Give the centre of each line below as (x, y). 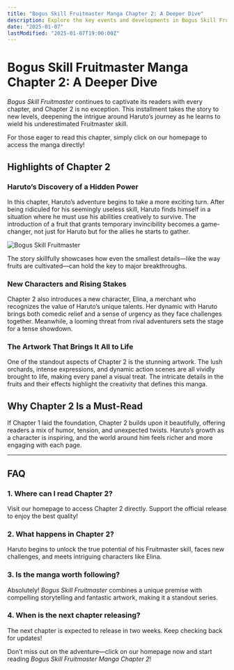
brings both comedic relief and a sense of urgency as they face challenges (115, 314)
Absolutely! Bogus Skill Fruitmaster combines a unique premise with (105, 590)
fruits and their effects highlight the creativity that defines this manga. (107, 384)
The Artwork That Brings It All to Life (70, 347)
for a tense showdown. (40, 329)
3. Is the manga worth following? (64, 574)
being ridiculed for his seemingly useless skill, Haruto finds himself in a (109, 209)
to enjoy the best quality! (43, 516)
